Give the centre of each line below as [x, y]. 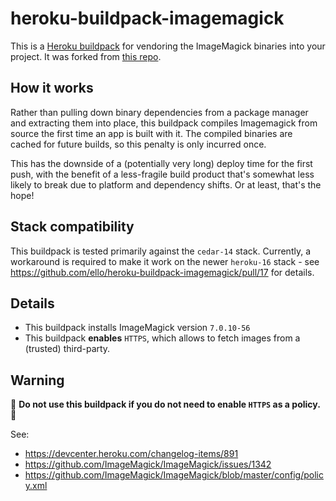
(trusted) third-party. [67, 349]
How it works [52, 88]
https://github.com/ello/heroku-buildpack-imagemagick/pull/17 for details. [162, 272]
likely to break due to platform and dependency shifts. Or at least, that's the [166, 184]
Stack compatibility [72, 227]
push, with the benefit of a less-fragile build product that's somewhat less [162, 174]
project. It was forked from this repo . [86, 56]
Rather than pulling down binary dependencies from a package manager [159, 112]
